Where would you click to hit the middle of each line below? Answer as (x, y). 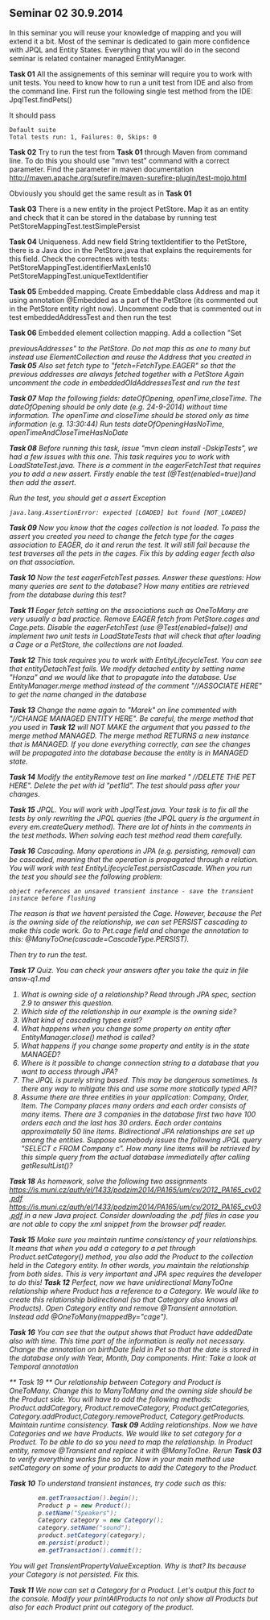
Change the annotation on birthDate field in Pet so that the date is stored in (134, 1349)
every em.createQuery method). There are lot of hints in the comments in (130, 827)
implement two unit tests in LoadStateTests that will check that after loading (135, 636)
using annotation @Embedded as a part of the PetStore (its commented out (134, 300)
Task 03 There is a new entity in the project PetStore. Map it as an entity (129, 209)
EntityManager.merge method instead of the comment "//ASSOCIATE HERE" (135, 686)
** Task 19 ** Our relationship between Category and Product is (115, 1382)
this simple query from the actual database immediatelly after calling (135, 1157)
